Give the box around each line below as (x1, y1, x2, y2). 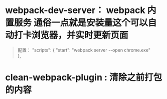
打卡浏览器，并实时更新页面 (14, 29, 129, 41)
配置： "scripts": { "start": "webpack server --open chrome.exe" (17, 47, 150, 53)
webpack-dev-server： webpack (5, 4, 145, 16)
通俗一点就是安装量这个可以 (33, 17, 148, 28)
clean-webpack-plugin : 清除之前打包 (5, 72, 162, 83)
